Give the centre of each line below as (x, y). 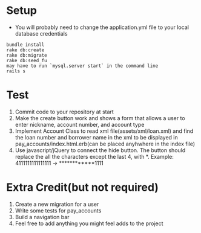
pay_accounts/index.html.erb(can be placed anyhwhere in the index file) (105, 144)
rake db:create (25, 50)
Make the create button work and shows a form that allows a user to (100, 118)
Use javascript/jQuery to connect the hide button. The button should (100, 150)
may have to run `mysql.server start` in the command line (82, 66)
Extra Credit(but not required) (83, 187)
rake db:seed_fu (27, 60)
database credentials (41, 33)
